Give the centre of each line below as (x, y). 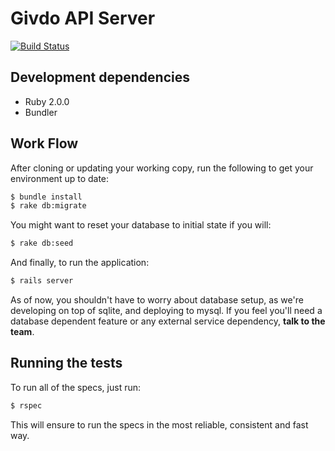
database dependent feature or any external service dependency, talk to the (168, 321)
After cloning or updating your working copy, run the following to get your (162, 168)
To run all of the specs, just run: (75, 387)
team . (22, 332)
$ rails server (42, 281)
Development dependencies (100, 77)
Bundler (41, 112)
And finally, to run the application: (80, 263)
